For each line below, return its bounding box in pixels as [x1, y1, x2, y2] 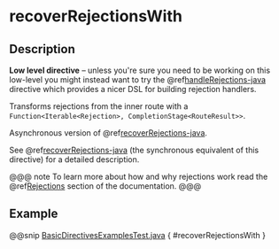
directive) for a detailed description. [9, 154, 140, 165]
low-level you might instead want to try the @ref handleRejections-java [9, 74, 267, 85]
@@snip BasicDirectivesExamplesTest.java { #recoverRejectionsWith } [9, 230, 266, 240]
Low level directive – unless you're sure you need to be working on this [9, 65, 271, 75]
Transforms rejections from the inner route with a [9, 101, 189, 112]
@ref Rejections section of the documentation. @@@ [9, 181, 202, 191]
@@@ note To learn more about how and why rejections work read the [9, 171, 268, 182]
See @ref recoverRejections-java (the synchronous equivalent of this [9, 144, 260, 155]
